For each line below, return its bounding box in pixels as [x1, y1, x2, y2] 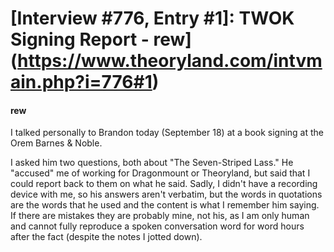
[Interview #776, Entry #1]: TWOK [10, 7, 295, 30]
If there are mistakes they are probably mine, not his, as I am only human [10, 210, 310, 222]
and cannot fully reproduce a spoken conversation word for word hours [10, 220, 305, 232]
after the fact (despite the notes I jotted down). [10, 231, 203, 243]
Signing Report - [10, 28, 150, 51]
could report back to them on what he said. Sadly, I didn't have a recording [10, 178, 318, 190]
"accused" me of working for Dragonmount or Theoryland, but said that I [10, 167, 311, 179]
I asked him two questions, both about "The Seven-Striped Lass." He [10, 157, 294, 169]
